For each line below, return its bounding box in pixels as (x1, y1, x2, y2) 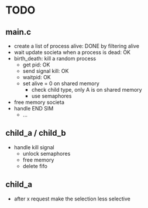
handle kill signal (13, 143, 54, 150)
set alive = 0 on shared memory (22, 80, 100, 87)
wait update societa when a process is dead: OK (13, 49, 131, 56)
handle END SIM (13, 105, 54, 112)
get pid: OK (22, 61, 50, 68)
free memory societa (13, 99, 65, 106)
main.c (5, 27, 32, 37)
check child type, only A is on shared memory (31, 86, 142, 93)
